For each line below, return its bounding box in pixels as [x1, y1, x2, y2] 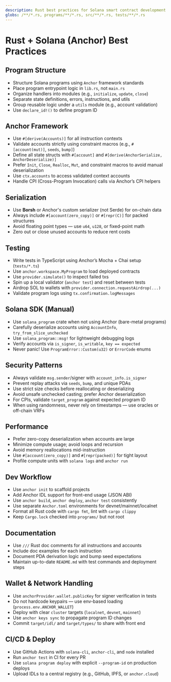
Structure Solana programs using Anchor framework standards [12, 79, 144, 85]
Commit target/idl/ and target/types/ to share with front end [12, 620, 145, 626]
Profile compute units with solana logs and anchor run [12, 458, 128, 464]
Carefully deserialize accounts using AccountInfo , [12, 324, 118, 330]
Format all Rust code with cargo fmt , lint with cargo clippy [12, 508, 137, 515]
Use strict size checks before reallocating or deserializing [12, 386, 135, 392]
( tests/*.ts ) [12, 263, 39, 269]
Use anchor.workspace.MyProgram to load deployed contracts [12, 268, 140, 274]
